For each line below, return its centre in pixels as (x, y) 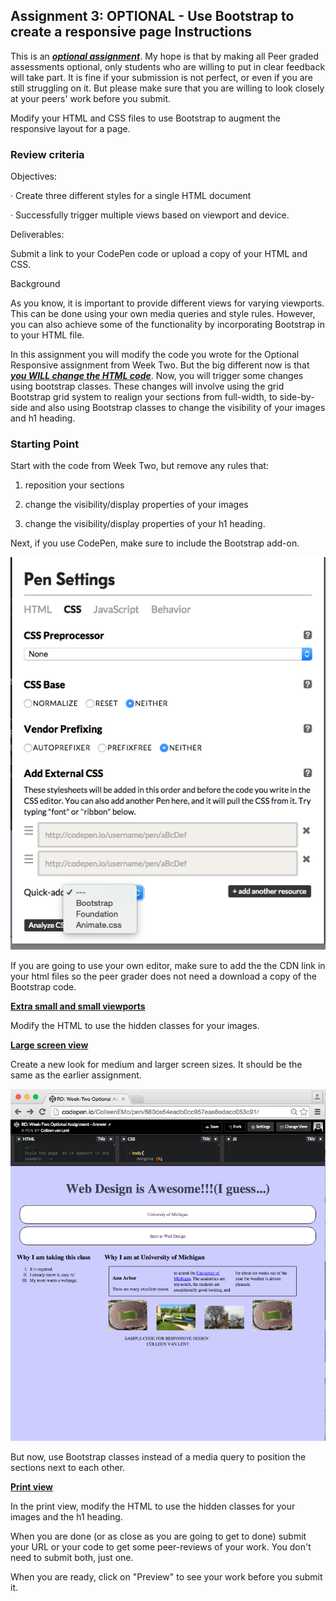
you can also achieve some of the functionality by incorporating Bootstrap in (167, 325)
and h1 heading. (43, 418)
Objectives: (33, 176)
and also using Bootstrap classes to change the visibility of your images (177, 408)
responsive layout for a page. (70, 128)
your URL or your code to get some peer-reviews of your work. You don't (161, 1546)
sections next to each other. (68, 1467)
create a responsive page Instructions (131, 32)
